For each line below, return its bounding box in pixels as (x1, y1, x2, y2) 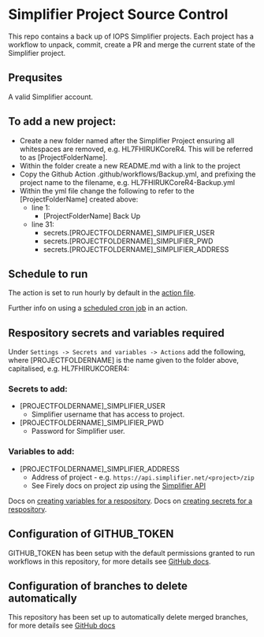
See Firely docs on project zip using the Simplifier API (31, 480, 206, 490)
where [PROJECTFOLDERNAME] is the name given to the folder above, (8, 356, 239, 365)
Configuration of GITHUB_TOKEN (8, 528, 174, 541)
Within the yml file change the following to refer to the (19, 186, 195, 195)
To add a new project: (8, 115, 117, 128)
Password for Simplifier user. (31, 427, 125, 436)
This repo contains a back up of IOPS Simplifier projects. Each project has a (8, 31, 255, 41)
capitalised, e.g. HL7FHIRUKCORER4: (8, 364, 130, 373)
